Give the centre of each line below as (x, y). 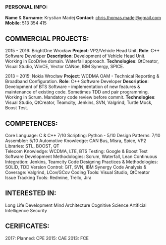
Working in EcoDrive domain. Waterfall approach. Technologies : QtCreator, (82, 61)
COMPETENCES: (31, 123)
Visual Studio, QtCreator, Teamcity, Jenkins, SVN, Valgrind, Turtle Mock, (79, 102)
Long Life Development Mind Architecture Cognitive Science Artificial (76, 205)
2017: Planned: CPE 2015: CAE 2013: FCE (47, 238)
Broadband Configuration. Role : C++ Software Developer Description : (77, 82)
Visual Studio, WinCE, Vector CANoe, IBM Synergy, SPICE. (65, 67)
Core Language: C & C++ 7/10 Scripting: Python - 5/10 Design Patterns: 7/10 (83, 135)
